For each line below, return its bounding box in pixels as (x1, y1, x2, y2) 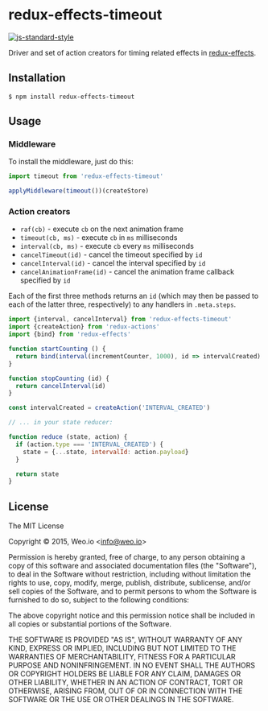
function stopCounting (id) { (8, 374, 110, 382)
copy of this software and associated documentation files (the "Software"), (8, 561, 258, 571)
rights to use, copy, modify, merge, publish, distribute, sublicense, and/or (8, 578, 251, 588)
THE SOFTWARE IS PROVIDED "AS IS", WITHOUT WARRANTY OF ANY (8, 635, 243, 645)
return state (15, 469, 60, 478)
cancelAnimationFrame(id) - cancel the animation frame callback (19, 267, 235, 277)
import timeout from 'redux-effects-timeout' (8, 172, 163, 180)
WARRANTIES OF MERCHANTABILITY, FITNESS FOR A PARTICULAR (8, 652, 236, 662)
